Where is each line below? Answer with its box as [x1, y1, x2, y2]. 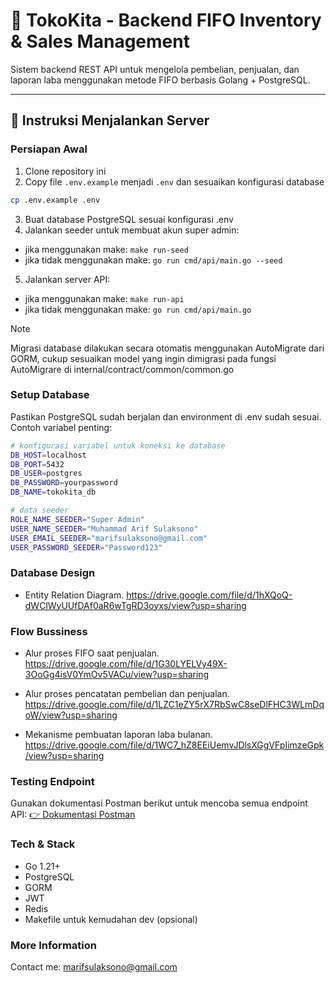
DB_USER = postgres [10, 469, 83, 479]
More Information [10, 938, 97, 952]
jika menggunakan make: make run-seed [24, 243, 189, 255]
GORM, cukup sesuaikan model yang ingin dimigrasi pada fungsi [10, 352, 277, 364]
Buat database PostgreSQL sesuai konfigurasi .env [24, 213, 234, 225]
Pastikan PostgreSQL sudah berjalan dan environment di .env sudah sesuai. [10, 410, 322, 423]
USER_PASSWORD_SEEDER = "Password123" [10, 542, 163, 553]
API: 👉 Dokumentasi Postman [10, 809, 136, 821]
